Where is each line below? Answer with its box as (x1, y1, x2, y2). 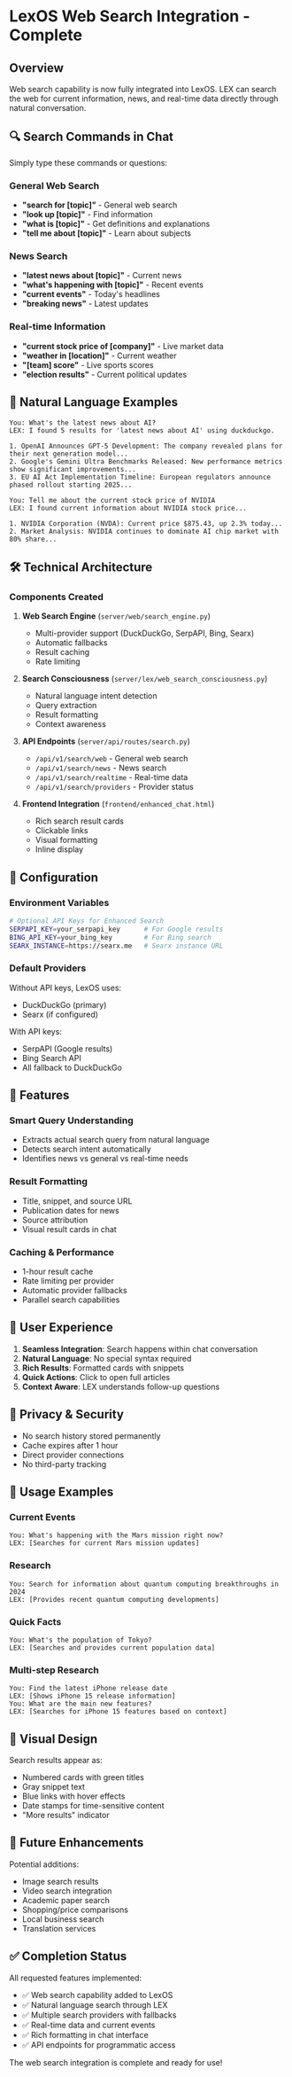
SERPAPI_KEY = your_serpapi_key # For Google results (9, 925, 224, 933)
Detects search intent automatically (21, 1144, 152, 1154)
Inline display (35, 844, 84, 855)
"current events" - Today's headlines (21, 289, 161, 300)
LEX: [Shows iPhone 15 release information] (9, 1691, 176, 1701)
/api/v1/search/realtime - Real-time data (35, 772, 188, 783)
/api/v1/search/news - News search (35, 762, 167, 773)
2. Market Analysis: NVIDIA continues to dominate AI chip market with (9, 527, 279, 535)
